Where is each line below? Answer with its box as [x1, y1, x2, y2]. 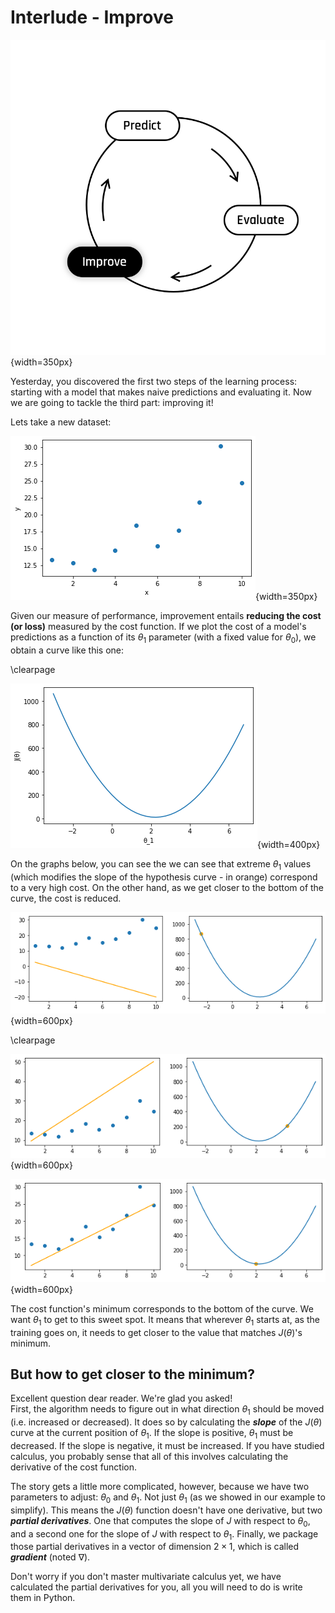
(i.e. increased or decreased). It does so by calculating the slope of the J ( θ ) [10, 1416, 323, 1428]
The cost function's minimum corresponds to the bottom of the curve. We [10, 1302, 314, 1315]
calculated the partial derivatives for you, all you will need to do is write [10, 1581, 303, 1593]
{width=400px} [257, 838, 321, 850]
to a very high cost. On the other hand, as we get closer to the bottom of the [10, 881, 325, 893]
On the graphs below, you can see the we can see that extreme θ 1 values [10, 857, 312, 872]
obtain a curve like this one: [10, 644, 125, 656]
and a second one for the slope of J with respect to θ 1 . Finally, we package [10, 1527, 319, 1542]
